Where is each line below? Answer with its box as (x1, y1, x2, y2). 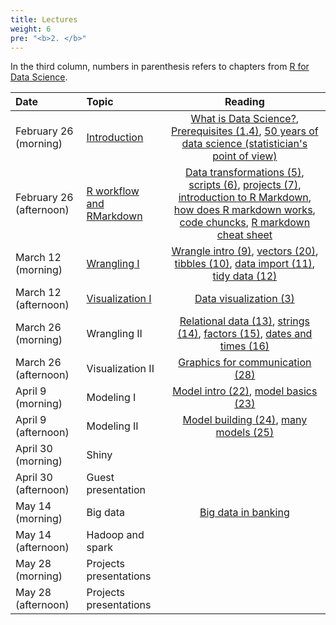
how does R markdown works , (173, 203, 316, 217)
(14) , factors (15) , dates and (177, 327, 313, 341)
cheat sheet (216, 228, 273, 242)
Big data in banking (199, 506, 290, 520)
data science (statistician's (181, 137, 308, 151)
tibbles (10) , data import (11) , (174, 257, 316, 271)
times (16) (219, 339, 270, 353)
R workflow (86, 184, 140, 198)
